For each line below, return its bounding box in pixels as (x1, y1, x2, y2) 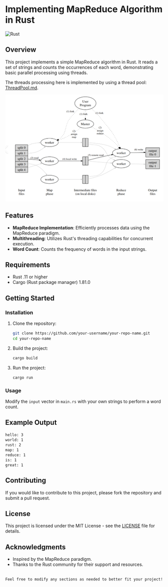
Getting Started (5, 293, 55, 303)
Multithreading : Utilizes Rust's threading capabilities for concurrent (12, 235, 153, 241)
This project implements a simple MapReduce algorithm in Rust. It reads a (5, 59, 158, 65)
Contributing (5, 476, 46, 485)
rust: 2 (5, 442, 22, 448)
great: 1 (5, 462, 24, 468)
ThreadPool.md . (5, 85, 39, 91)
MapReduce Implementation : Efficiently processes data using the (12, 225, 150, 231)
